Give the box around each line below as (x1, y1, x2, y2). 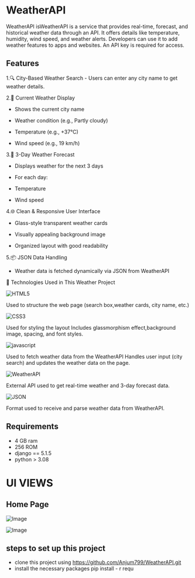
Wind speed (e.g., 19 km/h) (14, 139, 80, 146)
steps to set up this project (6, 543, 105, 553)
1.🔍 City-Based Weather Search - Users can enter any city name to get (6, 74, 178, 81)
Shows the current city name (14, 105, 85, 112)
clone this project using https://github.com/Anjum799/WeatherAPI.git (14, 559, 182, 566)
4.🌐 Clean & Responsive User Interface (6, 207, 101, 214)
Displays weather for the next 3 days (14, 162, 104, 169)
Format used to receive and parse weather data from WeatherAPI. (6, 405, 165, 412)
